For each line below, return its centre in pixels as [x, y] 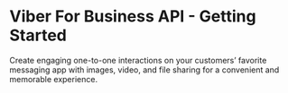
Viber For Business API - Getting [133, 17]
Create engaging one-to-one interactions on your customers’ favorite [138, 60]
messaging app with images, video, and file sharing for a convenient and [144, 70]
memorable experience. [53, 79]
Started [38, 35]
